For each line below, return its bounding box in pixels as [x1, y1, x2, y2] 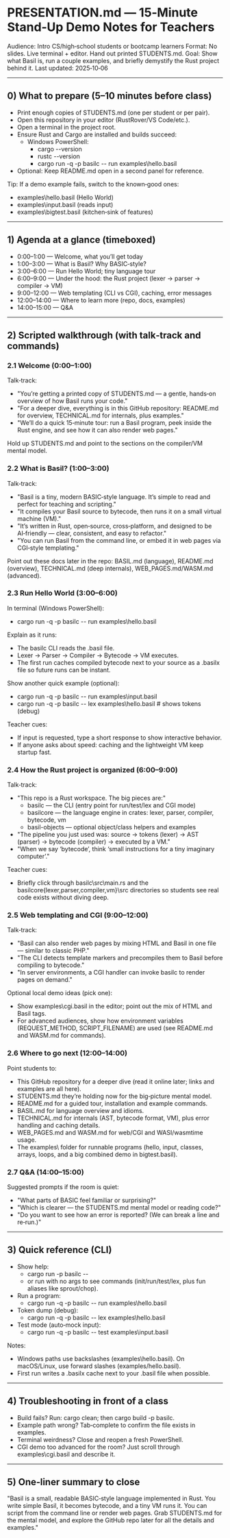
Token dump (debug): [16, 1306, 79, 1314]
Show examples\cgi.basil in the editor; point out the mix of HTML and [16, 1002, 212, 1010]
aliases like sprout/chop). [27, 1284, 99, 1293]
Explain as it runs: [7, 631, 57, 639]
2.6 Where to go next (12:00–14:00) [7, 1049, 128, 1058]
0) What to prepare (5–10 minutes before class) [7, 90, 212, 102]
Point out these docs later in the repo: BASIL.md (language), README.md [7, 557, 214, 565]
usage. [16, 1136, 37, 1144]
